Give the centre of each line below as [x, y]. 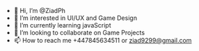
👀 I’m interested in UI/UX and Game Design [75, 18]
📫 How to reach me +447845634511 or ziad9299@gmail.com [103, 40]
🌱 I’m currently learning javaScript [62, 25]
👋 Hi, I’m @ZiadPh [40, 11]
